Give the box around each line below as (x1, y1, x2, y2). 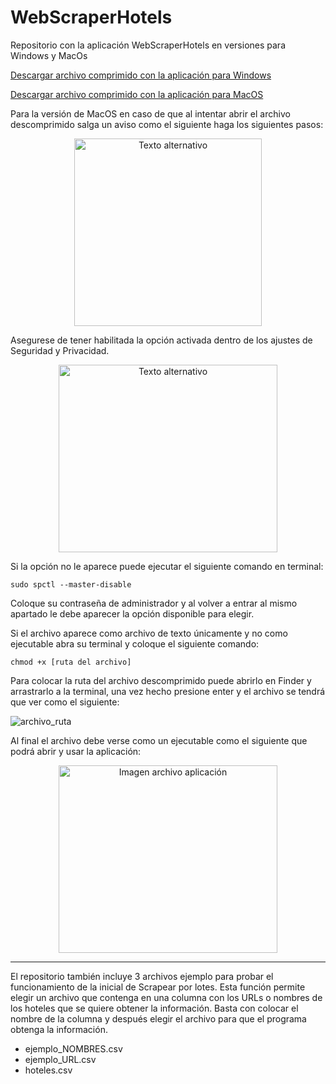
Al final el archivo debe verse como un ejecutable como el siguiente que (10, 734, 308, 746)
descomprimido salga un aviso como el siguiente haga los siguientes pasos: (10, 118, 324, 130)
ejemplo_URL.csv (24, 1053, 97, 1065)
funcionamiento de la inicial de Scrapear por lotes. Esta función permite (10, 981, 306, 993)
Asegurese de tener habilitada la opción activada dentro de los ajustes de (10, 334, 313, 346)
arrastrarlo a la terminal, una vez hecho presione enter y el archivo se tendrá (10, 685, 326, 697)
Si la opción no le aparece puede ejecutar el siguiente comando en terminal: (10, 560, 324, 572)
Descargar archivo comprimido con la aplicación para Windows (10, 69, 272, 81)
